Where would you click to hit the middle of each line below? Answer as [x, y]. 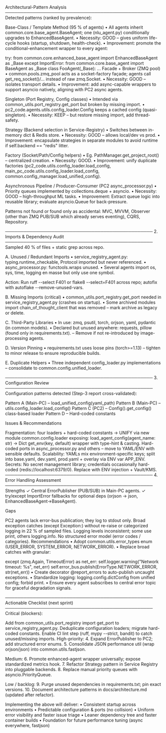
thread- [143, 115]
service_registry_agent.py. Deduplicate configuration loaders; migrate [76, 628]
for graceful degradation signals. [38, 588]
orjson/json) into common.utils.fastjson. [46, 649]
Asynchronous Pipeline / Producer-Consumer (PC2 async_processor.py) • [81, 186]
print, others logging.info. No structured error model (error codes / [73, 536]
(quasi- [150, 110]
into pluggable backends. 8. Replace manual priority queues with [71, 669]
